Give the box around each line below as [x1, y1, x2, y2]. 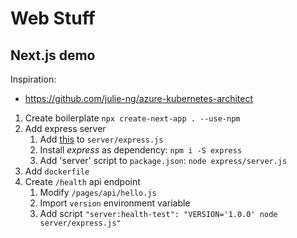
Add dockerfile [24, 165, 90, 177]
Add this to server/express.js [39, 133, 164, 145]
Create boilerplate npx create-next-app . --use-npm [24, 112, 241, 124]
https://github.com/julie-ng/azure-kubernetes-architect [24, 93, 254, 104]
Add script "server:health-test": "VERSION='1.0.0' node [39, 208, 278, 219]
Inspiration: [10, 73, 57, 85]
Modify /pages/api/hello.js [39, 187, 157, 198]
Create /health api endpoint [24, 176, 141, 187]
